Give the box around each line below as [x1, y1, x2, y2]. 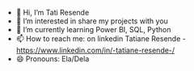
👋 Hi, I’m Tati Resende [15, 8, 90, 17]
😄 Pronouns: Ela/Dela [15, 54, 90, 64]
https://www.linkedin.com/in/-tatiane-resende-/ [15, 45, 175, 55]
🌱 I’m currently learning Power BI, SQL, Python [15, 25, 171, 34]
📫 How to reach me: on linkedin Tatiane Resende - [15, 34, 186, 44]
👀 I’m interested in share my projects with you [15, 16, 168, 26]
